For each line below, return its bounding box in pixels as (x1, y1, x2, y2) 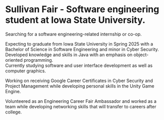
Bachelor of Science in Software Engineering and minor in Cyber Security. (5, 46, 159, 52)
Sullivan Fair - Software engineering (5, 4, 159, 15)
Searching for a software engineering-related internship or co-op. (5, 31, 142, 37)
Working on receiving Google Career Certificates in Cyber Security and (5, 77, 153, 84)
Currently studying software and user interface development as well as (5, 62, 153, 68)
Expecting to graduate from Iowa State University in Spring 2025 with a (5, 41, 153, 47)
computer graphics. (5, 67, 46, 74)
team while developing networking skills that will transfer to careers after (5, 103, 156, 109)
